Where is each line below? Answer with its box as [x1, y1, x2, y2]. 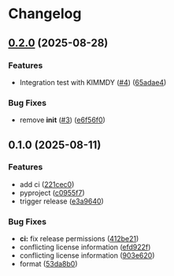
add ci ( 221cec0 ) [19, 179, 75, 189]
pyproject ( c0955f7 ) [19, 188, 85, 197]
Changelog [8, 5, 82, 23]
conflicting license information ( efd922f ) [19, 242, 151, 252]
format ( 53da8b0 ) [19, 259, 78, 269]
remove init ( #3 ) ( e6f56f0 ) [19, 115, 106, 125]
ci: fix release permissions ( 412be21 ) [19, 234, 139, 244]
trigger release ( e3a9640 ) [19, 196, 104, 206]
